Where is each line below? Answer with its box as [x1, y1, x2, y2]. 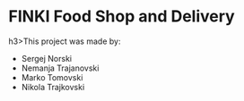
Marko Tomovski [21, 72, 83, 82]
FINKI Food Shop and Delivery [8, 6, 235, 27]
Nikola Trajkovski [21, 81, 85, 92]
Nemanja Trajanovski [21, 63, 100, 73]
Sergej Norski [21, 53, 73, 63]
